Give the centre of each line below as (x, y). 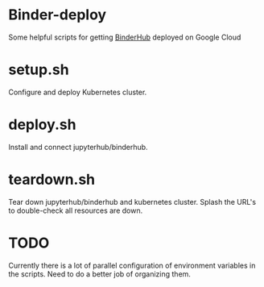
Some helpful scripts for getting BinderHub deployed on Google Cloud (125, 37)
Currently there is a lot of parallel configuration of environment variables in (132, 265)
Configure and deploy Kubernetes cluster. (78, 92)
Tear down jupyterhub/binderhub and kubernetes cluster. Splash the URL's (132, 202)
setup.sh (39, 70)
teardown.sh (52, 180)
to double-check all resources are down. (76, 210)
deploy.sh (42, 125)
